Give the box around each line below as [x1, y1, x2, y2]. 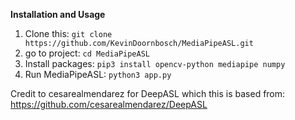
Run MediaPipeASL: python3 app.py [24, 69, 172, 80]
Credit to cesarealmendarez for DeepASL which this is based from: [10, 88, 286, 99]
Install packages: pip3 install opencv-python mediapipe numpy [24, 58, 286, 69]
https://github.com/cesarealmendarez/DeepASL [10, 99, 208, 110]
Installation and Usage [10, 9, 106, 20]
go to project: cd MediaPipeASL [24, 47, 150, 59]
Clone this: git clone [24, 28, 113, 39]
